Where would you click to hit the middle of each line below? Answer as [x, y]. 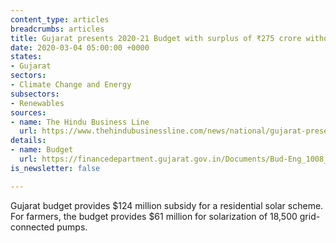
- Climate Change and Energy [71, 85]
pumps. [72, 227]
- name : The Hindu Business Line [80, 122]
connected [32, 227]
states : [26, 57]
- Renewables [37, 103]
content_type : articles [60, 19]
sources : [28, 112]
